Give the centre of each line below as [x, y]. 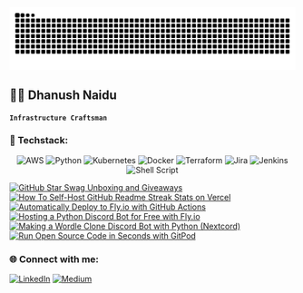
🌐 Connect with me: [54, 259]
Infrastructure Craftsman [58, 118]
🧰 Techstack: [39, 141]
